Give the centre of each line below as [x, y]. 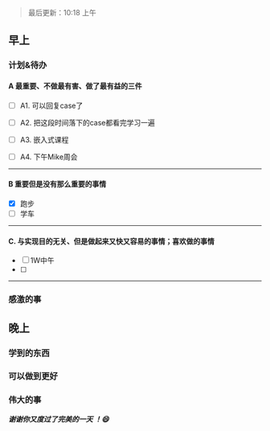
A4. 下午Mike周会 [49, 157]
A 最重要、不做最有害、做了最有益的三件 [75, 86]
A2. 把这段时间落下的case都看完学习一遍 [87, 122]
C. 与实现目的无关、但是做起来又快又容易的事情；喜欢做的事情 [111, 241]
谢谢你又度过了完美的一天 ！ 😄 [59, 419]
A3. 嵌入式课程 [44, 139]
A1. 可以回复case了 [51, 105]
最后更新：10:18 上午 [62, 12]
